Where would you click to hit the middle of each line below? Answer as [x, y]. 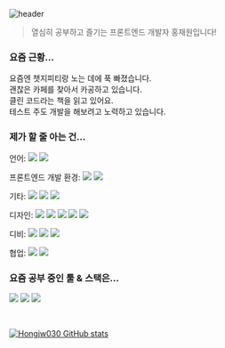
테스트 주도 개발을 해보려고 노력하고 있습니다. [88, 112]
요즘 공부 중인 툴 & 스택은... [64, 278]
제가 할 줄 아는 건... [48, 137]
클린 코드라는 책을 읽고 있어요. [61, 101]
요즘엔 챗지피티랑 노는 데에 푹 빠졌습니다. [80, 78]
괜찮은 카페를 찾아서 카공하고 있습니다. [76, 90]
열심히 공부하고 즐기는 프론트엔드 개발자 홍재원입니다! [124, 32]
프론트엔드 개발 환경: [45, 177]
